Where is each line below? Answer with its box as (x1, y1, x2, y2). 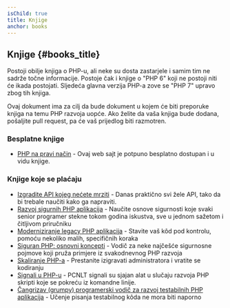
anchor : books (7, 23, 48, 30)
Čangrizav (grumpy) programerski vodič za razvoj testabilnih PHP (17, 285, 203, 293)
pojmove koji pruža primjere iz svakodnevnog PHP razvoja (17, 249, 182, 257)
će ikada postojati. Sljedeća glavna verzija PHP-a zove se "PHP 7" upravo (7, 81, 216, 90)
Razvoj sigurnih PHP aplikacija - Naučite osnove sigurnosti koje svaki (17, 204, 213, 213)
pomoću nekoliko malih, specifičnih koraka (17, 234, 138, 242)
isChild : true (7, 10, 48, 17)
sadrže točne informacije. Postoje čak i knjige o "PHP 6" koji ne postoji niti (7, 74, 218, 83)
